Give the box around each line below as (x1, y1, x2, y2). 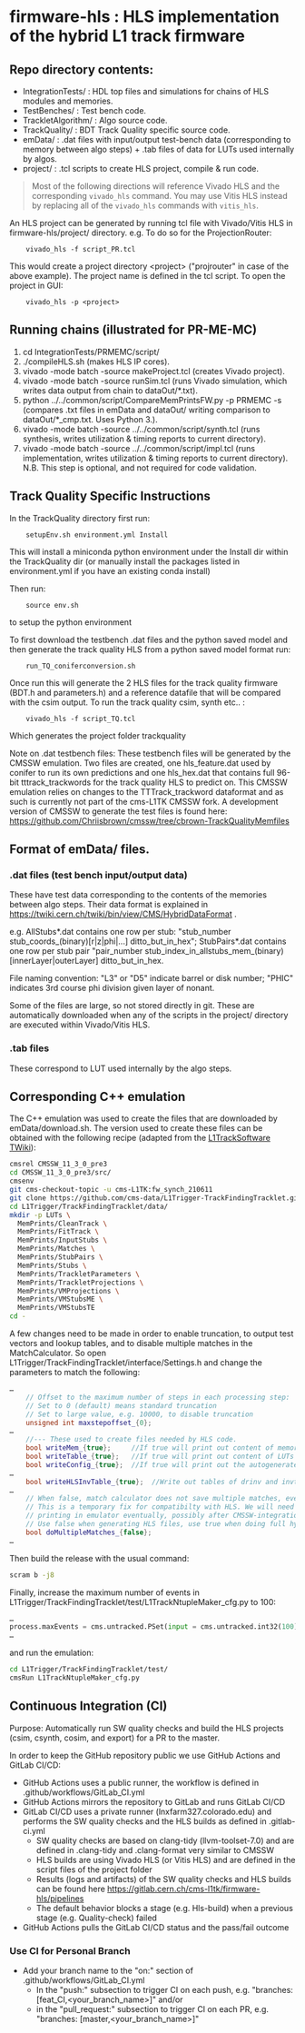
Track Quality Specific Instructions (9, 489, 212, 504)
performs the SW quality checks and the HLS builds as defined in (22, 1815, 268, 1827)
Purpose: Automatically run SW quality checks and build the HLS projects (9, 1722, 284, 1733)
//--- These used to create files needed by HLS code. (25, 1435, 238, 1444)
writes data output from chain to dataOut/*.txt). (22, 384, 198, 396)
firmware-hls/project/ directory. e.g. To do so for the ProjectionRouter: (9, 227, 272, 238)
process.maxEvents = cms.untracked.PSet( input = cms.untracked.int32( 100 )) (9, 1622, 302, 1631)
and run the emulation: (9, 1647, 93, 1659)
